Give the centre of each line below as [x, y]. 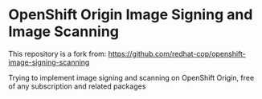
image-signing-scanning [49, 62]
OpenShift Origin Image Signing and [131, 15]
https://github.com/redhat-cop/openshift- [177, 53]
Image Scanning [63, 32]
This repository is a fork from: [57, 53]
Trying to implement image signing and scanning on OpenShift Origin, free [131, 77]
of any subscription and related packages [77, 86]
